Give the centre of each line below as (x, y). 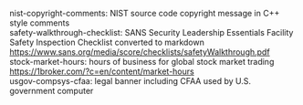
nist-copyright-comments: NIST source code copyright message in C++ (145, 13)
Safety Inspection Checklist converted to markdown (107, 42)
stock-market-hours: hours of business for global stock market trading (142, 62)
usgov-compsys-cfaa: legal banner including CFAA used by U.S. (131, 81)
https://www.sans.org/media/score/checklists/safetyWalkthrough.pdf (140, 52)
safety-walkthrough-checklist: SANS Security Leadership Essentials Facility (151, 32)
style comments (40, 23)
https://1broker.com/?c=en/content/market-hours (102, 71)
